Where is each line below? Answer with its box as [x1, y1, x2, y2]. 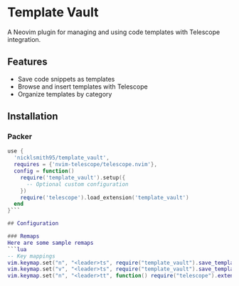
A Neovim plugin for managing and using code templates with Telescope [7, 28, 221, 36]
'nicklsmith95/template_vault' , [14, 154, 110, 162]
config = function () [14, 167, 75, 175]
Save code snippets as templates [17, 75, 115, 83]
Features [7, 56, 48, 68]
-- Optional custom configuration [26, 180, 129, 188]
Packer [7, 132, 33, 142]
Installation [7, 111, 58, 123]
